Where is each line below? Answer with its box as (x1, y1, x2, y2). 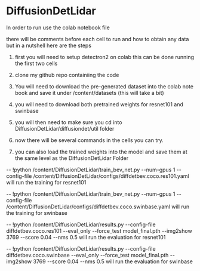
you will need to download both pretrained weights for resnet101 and (14, 100, 183, 108)
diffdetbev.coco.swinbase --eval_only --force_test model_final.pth (6, 251, 169, 258)
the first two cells (14, 60, 58, 67)
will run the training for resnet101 (6, 178, 87, 186)
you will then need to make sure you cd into (14, 118, 122, 126)
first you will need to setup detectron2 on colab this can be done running (14, 53, 195, 60)
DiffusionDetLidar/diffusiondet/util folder (14, 125, 115, 132)
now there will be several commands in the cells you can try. (14, 136, 164, 144)
